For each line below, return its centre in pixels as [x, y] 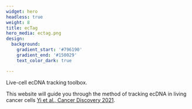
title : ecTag [22, 28]
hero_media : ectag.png [34, 33]
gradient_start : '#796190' [49, 50]
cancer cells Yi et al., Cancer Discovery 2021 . [61, 100]
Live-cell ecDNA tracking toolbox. [47, 82]
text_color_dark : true [44, 60]
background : [26, 45]
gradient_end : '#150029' [47, 55]
